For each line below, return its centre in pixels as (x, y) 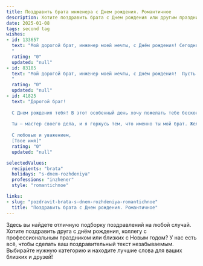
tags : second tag (28, 29)
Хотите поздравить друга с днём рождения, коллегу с (76, 231)
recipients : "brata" (37, 169)
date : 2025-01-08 (28, 23)
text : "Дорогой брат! (39, 101)
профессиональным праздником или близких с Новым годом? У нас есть (101, 237)
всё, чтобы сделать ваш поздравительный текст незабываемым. (90, 244)
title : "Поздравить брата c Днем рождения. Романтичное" (85, 207)
